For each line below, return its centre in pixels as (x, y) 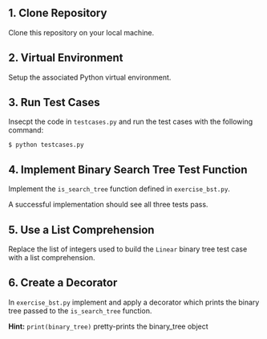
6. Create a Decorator (63, 283)
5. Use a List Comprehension (81, 229)
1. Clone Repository (58, 13)
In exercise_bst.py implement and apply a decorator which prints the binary (134, 302)
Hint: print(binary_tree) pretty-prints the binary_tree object (108, 326)
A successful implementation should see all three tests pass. (108, 205)
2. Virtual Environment (66, 58)
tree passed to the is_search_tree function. (80, 310)
